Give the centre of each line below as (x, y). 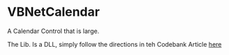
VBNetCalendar (53, 12)
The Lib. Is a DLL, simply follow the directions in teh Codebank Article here (114, 44)
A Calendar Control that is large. (53, 31)
